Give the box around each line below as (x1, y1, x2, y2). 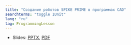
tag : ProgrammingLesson (5, 21, 55, 26)
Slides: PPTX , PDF (12, 35, 50, 41)
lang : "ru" (5, 16, 28, 21)
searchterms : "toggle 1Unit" (5, 12, 66, 17)
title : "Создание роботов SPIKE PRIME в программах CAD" (5, 7, 126, 12)
